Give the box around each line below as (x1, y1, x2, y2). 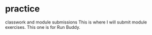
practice (5, 3, 40, 14)
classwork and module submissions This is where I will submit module (5, 19, 147, 25)
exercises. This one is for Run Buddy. (5, 24, 81, 30)
